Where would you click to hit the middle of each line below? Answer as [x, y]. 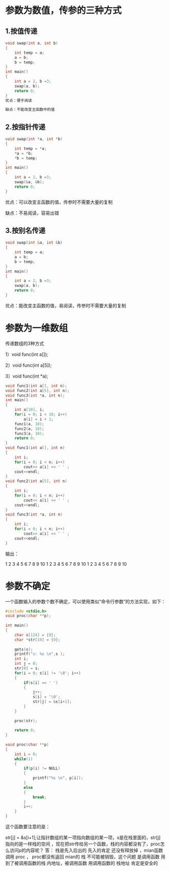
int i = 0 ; [26, 754]
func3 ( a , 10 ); [29, 433]
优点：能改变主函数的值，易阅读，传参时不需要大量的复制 [66, 305]
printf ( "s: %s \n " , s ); [40, 654]
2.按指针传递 [26, 127]
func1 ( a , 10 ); [29, 424]
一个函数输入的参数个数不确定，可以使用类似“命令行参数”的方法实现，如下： [86, 601]
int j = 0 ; [26, 664]
